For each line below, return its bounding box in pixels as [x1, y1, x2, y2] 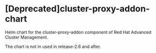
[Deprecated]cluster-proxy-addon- [5, 3, 150, 14]
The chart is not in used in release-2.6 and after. [5, 43, 101, 49]
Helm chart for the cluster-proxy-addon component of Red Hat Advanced [5, 29, 152, 35]
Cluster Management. [5, 34, 48, 40]
